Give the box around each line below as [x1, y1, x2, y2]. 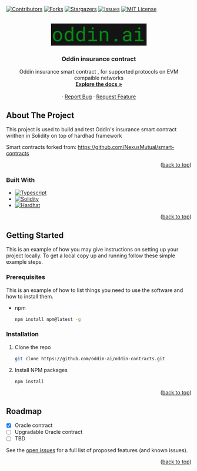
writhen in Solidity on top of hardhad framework [6, 132, 122, 140]
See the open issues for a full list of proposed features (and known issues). [6, 447, 188, 454]
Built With [6, 176, 35, 184]
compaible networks [74, 74, 124, 82]
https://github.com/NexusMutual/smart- [77, 144, 175, 151]
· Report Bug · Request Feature [61, 93, 136, 100]
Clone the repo [14, 343, 51, 350]
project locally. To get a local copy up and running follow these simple [6, 252, 175, 259]
